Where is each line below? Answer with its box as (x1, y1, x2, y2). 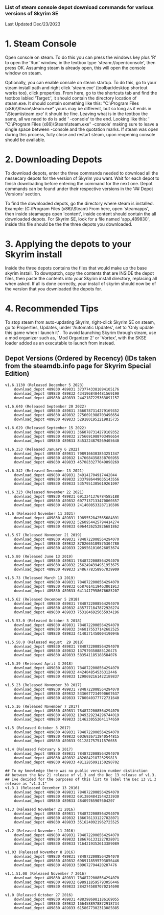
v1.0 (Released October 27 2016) (5, 892, 73, 897)
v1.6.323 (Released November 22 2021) (5, 489, 84, 495)
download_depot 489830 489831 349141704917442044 (14, 472, 117, 478)
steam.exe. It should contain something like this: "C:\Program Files (5, 100, 139, 106)
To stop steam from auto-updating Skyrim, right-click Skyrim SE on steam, (5, 319, 155, 325)
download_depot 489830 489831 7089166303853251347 (14, 451, 119, 456)
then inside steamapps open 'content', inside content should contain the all (5, 211, 157, 217)
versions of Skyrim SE (5, 10, 59, 17)
